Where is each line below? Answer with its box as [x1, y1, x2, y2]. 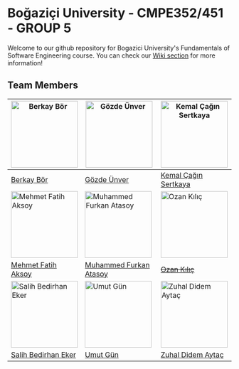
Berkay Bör [11, 174, 48, 184]
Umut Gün [85, 350, 119, 360]
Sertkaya [160, 179, 191, 189]
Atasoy [85, 269, 109, 279]
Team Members [7, 80, 78, 92]
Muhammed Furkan [85, 260, 150, 269]
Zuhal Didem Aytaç [160, 350, 224, 360]
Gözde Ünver [85, 174, 129, 184]
